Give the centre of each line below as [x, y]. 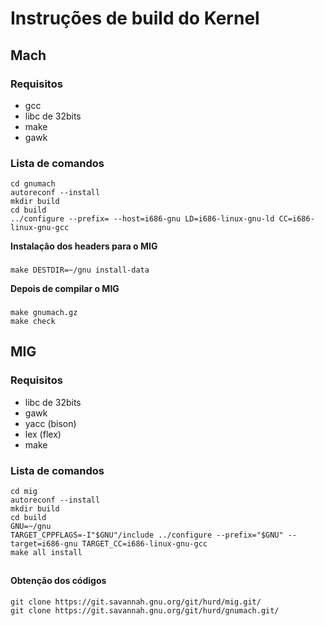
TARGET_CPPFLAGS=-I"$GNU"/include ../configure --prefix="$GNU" [147, 535]
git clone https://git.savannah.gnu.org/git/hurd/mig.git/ [136, 602]
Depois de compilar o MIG [65, 289]
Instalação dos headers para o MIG [84, 246]
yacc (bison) [50, 423]
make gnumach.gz [44, 313]
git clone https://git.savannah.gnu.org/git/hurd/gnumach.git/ [145, 611]
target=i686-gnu [44, 544]
